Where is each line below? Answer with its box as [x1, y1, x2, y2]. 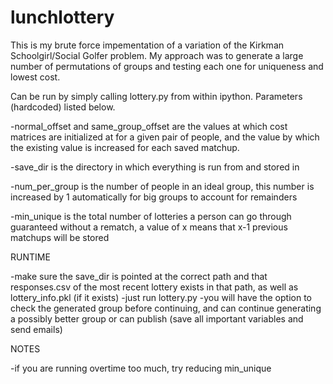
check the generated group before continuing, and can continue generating [10, 302, 322, 314]
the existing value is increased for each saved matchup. [10, 141, 240, 153]
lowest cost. [10, 71, 61, 83]
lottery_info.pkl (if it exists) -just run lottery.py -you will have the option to [10, 291, 312, 303]
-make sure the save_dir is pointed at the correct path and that [10, 270, 268, 282]
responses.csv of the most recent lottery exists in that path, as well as [10, 281, 299, 293]
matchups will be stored [10, 231, 110, 243]
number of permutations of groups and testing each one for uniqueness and [10, 60, 324, 72]
